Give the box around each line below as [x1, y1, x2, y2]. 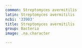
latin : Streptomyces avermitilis [5, 12, 75, 17]
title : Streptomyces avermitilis [5, 21, 75, 27]
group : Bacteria [5, 26, 39, 31]
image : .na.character [5, 31, 50, 36]
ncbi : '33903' [5, 17, 35, 22]
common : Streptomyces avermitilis [5, 7, 77, 13]
